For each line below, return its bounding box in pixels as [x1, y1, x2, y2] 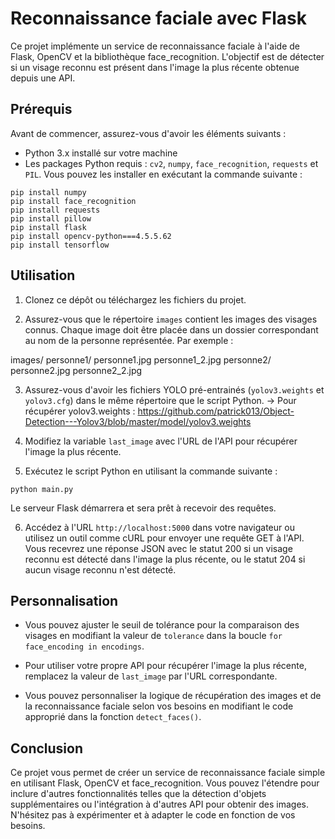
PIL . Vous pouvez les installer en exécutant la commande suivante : [24, 168, 303, 180]
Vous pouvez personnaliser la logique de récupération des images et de [24, 690, 322, 702]
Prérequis [10, 101, 73, 118]
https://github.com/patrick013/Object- [137, 405, 295, 417]
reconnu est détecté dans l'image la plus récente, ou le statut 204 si [24, 553, 306, 565]
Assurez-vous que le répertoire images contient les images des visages [24, 313, 318, 325]
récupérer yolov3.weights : [24, 405, 136, 417]
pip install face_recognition [10, 196, 137, 206]
